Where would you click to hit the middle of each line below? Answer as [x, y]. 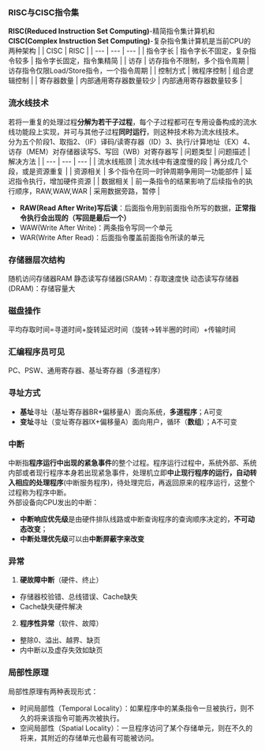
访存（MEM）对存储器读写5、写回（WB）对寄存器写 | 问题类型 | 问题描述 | [129, 151]
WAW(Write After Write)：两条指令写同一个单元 [96, 228]
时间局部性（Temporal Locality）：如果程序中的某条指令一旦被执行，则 [133, 708]
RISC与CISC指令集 [44, 12]
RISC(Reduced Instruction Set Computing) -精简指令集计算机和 [112, 31]
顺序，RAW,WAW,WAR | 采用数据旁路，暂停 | [87, 190]
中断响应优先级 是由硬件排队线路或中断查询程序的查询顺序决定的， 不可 [134, 519]
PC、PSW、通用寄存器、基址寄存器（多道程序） [86, 371]
